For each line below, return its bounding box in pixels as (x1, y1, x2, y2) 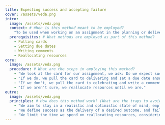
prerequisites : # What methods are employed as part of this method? (9, 35, 155, 40)
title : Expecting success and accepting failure (5, 7, 107, 12)
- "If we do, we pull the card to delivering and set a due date (14, 76, 151, 81)
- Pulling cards (14, 39, 48, 44)
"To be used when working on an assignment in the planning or (14, 30, 146, 35)
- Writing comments (14, 48, 54, 53)
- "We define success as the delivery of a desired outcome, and (14, 108, 151, 113)
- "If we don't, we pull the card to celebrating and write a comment (14, 80, 162, 85)
